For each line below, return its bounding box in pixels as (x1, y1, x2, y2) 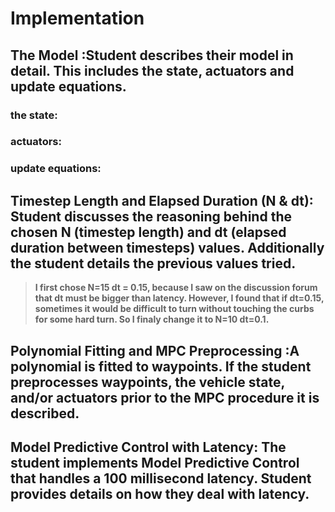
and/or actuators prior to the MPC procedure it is (10, 389, 320, 406)
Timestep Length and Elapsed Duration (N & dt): (10, 192, 314, 209)
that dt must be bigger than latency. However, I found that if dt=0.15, (34, 292, 325, 304)
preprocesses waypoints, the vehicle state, (10, 373, 285, 391)
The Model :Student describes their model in (10, 47, 294, 64)
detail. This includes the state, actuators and (10, 62, 295, 79)
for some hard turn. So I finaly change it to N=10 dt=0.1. (34, 313, 270, 326)
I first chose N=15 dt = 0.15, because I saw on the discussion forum (34, 282, 318, 294)
